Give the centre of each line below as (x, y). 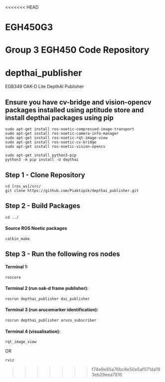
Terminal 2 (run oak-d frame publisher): (47, 288)
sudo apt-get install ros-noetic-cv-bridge (51, 142)
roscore (13, 277)
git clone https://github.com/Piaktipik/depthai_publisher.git (72, 191)
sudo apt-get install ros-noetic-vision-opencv (55, 147)
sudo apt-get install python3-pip (41, 155)
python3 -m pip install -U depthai (42, 160)
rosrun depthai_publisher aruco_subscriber (51, 320)
